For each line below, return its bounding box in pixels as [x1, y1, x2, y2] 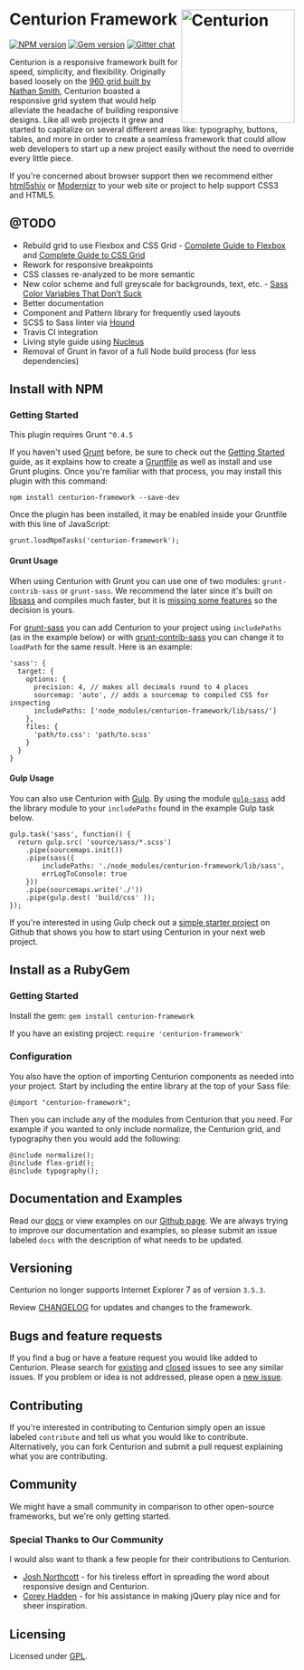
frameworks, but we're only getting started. [9, 1511, 172, 1521]
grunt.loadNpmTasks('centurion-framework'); [9, 536, 180, 545]
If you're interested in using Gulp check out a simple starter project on [9, 917, 271, 927]
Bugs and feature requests [9, 1328, 163, 1344]
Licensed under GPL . [9, 1651, 88, 1661]
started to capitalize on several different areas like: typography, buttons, [9, 123, 278, 135]
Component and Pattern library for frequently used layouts [22, 307, 242, 318]
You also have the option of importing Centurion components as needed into [9, 1070, 295, 1081]
